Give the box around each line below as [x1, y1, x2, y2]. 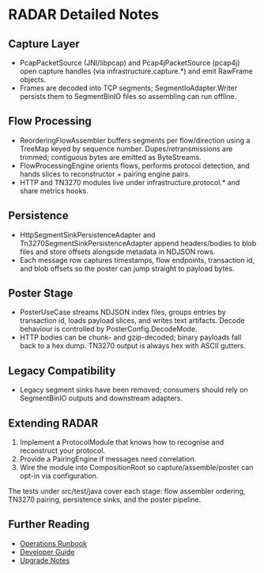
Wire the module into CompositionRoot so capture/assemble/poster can [19, 463, 254, 472]
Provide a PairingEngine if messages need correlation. [19, 454, 197, 464]
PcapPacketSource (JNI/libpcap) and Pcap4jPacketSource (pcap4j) [19, 58, 240, 67]
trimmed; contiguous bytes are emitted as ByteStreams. [19, 152, 202, 161]
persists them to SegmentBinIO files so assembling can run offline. [19, 92, 237, 101]
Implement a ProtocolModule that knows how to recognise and [19, 438, 224, 447]
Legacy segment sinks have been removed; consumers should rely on [19, 385, 248, 395]
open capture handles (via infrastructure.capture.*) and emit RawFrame [19, 66, 253, 76]
